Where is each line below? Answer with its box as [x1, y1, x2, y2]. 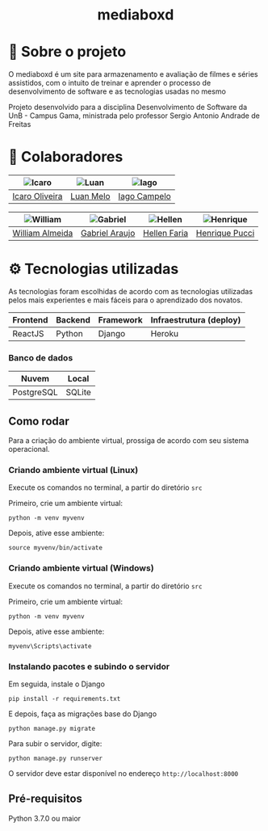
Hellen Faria [142, 228, 188, 239]
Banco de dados [8, 352, 73, 363]
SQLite [65, 386, 91, 398]
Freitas [8, 120, 31, 129]
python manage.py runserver [8, 754, 103, 762]
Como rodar [8, 414, 70, 428]
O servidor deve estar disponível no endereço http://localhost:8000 [8, 769, 239, 778]
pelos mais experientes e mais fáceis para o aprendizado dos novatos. [8, 295, 243, 305]
